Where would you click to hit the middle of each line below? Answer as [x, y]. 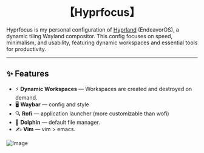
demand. [26, 97]
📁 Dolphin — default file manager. [57, 122]
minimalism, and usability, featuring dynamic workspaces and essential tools [102, 42]
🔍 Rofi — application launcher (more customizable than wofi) [92, 114]
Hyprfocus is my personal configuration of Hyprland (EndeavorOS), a [93, 29]
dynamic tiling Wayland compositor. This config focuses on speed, [90, 36]
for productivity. [26, 49]
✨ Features [28, 74]
